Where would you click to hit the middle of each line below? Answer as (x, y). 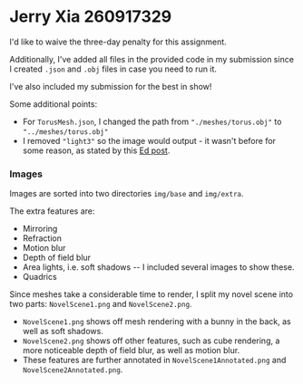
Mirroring (40, 229)
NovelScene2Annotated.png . (73, 370)
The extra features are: (52, 211)
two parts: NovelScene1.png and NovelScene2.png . (101, 304)
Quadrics (39, 277)
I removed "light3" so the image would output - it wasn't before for (149, 140)
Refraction (42, 238)
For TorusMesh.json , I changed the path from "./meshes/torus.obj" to (152, 121)
